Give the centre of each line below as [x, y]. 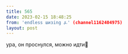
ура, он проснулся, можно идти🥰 [47, 45]
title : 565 [19, 11]
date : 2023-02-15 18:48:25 [39, 17]
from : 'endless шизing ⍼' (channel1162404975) [64, 22]
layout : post [22, 28]
